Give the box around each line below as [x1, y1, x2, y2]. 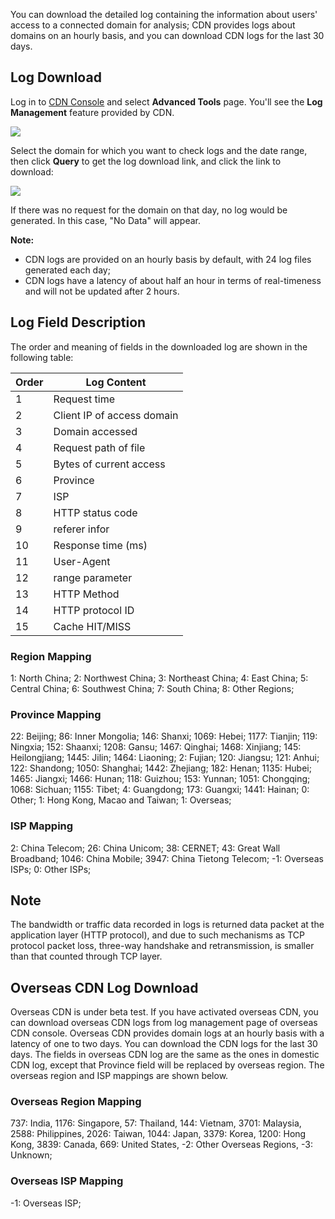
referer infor [53, 522, 110, 536]
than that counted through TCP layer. [10, 950, 163, 963]
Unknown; [10, 1149, 53, 1161]
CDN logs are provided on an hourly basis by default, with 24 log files [24, 253, 312, 265]
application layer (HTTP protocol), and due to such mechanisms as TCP [10, 929, 305, 941]
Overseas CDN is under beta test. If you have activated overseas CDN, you [10, 1006, 319, 1018]
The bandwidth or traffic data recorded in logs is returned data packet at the [10, 919, 325, 931]
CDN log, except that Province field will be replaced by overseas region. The [10, 1059, 325, 1071]
